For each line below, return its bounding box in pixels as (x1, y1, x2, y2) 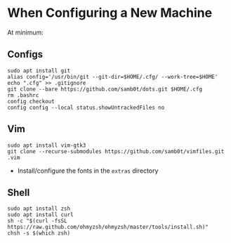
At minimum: (7, 28, 44, 37)
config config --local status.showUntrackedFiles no (7, 104, 165, 111)
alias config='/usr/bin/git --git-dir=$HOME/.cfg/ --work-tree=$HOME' (7, 73, 218, 80)
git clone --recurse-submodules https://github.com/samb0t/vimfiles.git (7, 147, 225, 155)
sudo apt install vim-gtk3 (7, 142, 86, 149)
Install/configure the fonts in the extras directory (17, 166, 159, 175)
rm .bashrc (7, 91, 39, 99)
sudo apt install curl (7, 211, 74, 218)
